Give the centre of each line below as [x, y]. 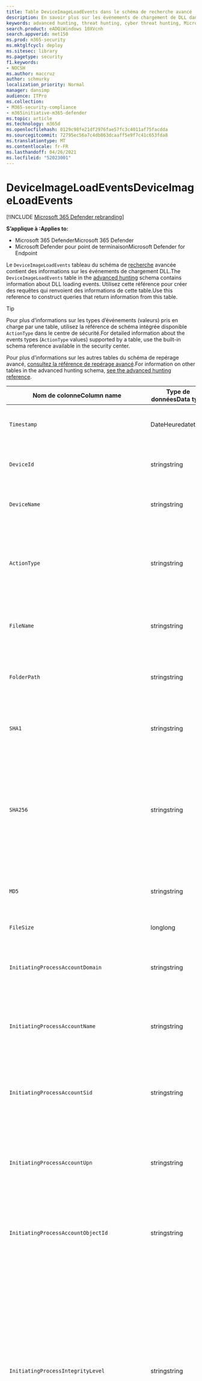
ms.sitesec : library [32, 51]
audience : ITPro [26, 96]
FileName [22, 626]
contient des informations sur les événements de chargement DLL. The [93, 271]
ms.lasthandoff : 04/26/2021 [41, 152]
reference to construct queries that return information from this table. [92, 297]
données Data [171, 399]
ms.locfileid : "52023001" [38, 157]
